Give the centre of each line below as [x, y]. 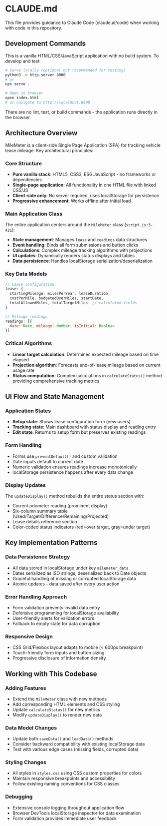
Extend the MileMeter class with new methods [60, 699]
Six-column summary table [40, 511]
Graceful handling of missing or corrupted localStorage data [74, 578]
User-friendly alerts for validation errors [53, 618]
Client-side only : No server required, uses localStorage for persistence [86, 195]
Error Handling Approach [36, 597]
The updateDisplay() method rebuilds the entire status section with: [75, 496]
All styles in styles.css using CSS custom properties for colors [77, 773]
